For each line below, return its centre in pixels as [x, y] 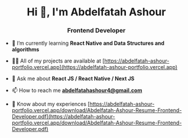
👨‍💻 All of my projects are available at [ [58, 61]
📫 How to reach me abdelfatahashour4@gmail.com [77, 90]
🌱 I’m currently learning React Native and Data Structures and [88, 43]
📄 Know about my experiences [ [51, 104]
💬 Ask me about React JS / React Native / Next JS [73, 78]
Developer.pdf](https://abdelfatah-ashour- [63, 117]
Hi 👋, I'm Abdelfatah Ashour [96, 12]
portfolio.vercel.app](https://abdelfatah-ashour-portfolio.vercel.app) [95, 67]
